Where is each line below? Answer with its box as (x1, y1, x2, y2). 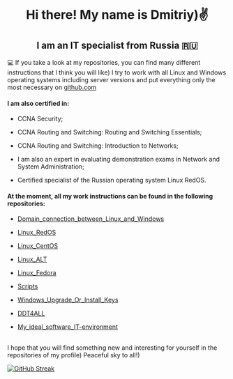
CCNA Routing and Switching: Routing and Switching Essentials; (17, 128, 202, 137)
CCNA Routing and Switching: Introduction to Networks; (17, 141, 179, 150)
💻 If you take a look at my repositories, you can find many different (7, 59, 201, 66)
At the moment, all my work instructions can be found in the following (7, 192, 213, 200)
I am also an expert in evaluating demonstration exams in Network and (17, 155, 220, 164)
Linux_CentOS (17, 242, 59, 250)
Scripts (17, 282, 38, 291)
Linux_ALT (17, 255, 47, 263)
